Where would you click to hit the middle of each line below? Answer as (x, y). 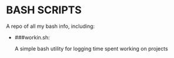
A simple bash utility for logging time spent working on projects (91, 48)
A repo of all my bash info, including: (51, 26)
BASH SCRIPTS (44, 10)
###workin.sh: (32, 37)
